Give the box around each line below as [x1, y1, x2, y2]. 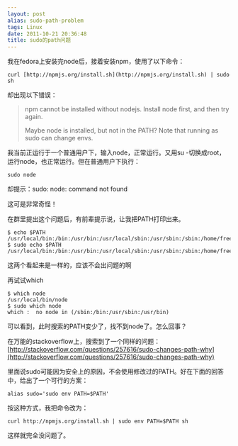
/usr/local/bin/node [7, 296, 69, 303]
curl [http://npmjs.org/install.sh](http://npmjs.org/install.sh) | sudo [7, 72, 230, 79]
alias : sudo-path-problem [7, 17, 84, 24]
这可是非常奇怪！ [7, 200, 57, 208]
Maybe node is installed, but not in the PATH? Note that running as [24, 126, 219, 135]
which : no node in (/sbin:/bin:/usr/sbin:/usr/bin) [7, 309, 170, 316]
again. [24, 113, 43, 121]
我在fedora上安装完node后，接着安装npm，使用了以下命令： [7, 57, 185, 66]
